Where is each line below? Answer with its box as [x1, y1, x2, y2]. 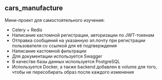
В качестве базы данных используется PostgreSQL [11, 58, 120, 64]
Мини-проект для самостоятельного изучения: [4, 17, 105, 23]
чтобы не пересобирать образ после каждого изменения [11, 69, 135, 75]
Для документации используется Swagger [11, 53, 102, 59]
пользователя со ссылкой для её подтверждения [11, 42, 117, 49]
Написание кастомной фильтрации [11, 48, 86, 54]
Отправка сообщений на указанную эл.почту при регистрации [11, 37, 146, 43]
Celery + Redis [11, 27, 43, 33]
